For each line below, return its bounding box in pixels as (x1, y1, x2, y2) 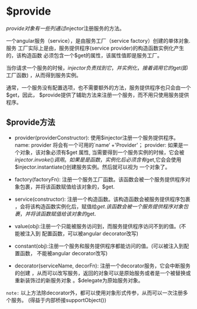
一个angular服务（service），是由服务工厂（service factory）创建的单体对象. (6, 37, 191, 44)
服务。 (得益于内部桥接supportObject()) (11, 296, 107, 303)
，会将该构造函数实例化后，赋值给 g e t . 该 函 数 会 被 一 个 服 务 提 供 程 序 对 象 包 (14, 202, 189, 210)
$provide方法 (6, 118, 56, 128)
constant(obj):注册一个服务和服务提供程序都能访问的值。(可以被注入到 (14, 242, 184, 249)
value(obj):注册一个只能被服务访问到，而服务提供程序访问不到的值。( (14, 222, 181, 229)
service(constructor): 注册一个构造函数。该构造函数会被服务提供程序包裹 (14, 195, 191, 202)
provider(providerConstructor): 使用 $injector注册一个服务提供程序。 (14, 134, 179, 141)
